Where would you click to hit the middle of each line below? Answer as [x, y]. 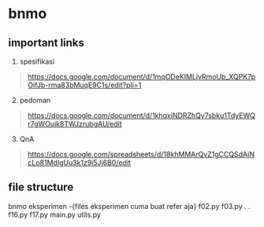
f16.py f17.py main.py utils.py [54, 214]
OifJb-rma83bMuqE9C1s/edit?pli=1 [84, 85]
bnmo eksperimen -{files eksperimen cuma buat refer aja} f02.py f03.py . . [129, 206]
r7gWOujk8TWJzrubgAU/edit [74, 124]
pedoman [35, 100]
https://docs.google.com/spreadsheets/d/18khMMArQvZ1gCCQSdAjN [141, 154]
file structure [41, 187]
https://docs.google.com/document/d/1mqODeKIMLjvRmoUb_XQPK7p [141, 77]
